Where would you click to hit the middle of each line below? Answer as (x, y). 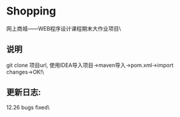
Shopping (31, 11)
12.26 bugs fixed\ (28, 107)
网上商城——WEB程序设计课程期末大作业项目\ (64, 28)
